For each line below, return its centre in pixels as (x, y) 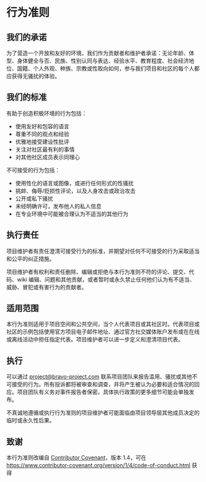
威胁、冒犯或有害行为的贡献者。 (47, 287)
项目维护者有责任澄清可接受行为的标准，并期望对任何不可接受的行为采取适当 (103, 251)
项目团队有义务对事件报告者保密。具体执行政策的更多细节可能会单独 (103, 392)
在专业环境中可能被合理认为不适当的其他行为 (72, 214)
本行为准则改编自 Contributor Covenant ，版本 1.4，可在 (76, 457)
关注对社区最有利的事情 (45, 149)
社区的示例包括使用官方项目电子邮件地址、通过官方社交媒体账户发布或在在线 (103, 332)
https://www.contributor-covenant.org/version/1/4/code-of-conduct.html (98, 465)
